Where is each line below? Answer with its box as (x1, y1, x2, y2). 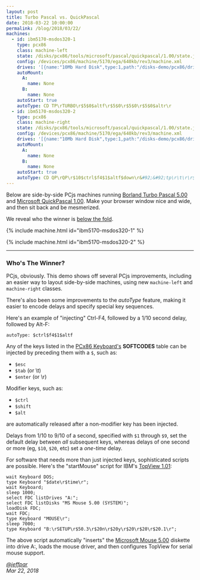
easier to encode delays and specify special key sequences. (6, 303, 154, 310)
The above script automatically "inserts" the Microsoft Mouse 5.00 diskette (6, 537, 190, 544)
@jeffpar (6, 561, 28, 568)
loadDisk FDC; (6, 506, 42, 512)
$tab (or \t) (14, 367, 42, 374)
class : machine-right (17, 120, 70, 126)
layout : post (6, 8, 39, 15)
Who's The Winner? (6, 258, 65, 267)
